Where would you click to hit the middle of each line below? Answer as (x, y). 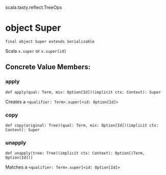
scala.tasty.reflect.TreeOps (34, 7)
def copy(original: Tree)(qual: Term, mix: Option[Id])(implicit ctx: (82, 125)
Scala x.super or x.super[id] (36, 51)
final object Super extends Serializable (50, 41)
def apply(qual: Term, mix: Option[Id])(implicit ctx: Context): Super (83, 92)
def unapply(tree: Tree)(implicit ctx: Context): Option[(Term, (75, 153)
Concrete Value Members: (48, 67)
